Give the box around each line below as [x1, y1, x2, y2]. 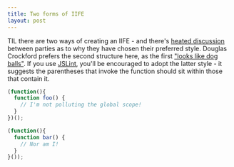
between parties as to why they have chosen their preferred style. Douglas [7, 44, 227, 53]
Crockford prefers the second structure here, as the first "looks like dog [7, 51, 218, 60]
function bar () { [14, 134, 66, 141]
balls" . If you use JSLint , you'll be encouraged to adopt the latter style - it [7, 59, 223, 68]
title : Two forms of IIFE [7, 10, 84, 18]
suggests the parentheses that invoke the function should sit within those [7, 67, 223, 75]
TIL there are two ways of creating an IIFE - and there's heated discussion [7, 36, 225, 45]
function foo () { [14, 95, 66, 102]
